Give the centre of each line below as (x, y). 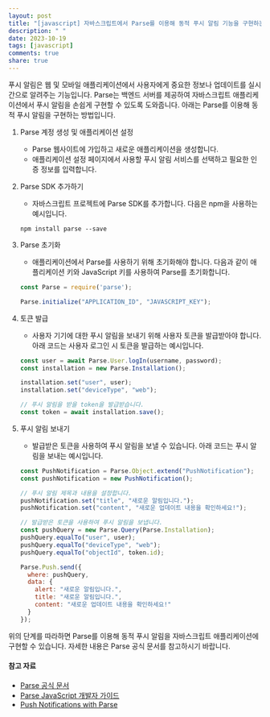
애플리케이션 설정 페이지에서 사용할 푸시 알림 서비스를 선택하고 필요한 (140, 159)
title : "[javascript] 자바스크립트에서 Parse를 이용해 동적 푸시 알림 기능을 (124, 23)
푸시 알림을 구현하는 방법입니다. (66, 114)
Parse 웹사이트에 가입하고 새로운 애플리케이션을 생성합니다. (125, 149)
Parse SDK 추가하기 (52, 186)
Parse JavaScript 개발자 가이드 (70, 695)
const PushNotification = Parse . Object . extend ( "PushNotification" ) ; (137, 471)
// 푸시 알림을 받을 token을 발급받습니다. (82, 405)
